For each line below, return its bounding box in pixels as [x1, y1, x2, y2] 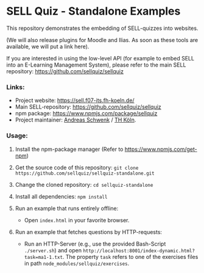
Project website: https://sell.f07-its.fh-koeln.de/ [15, 96, 135, 104]
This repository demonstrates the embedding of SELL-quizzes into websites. [6, 24, 199, 32]
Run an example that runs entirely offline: [15, 205, 119, 212]
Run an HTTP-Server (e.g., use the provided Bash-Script [24, 240, 166, 247]
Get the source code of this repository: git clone [15, 164, 139, 171]
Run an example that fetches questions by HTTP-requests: [15, 228, 163, 236]
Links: [6, 82, 25, 91]
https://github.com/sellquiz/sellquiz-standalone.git [15, 170, 155, 177]
